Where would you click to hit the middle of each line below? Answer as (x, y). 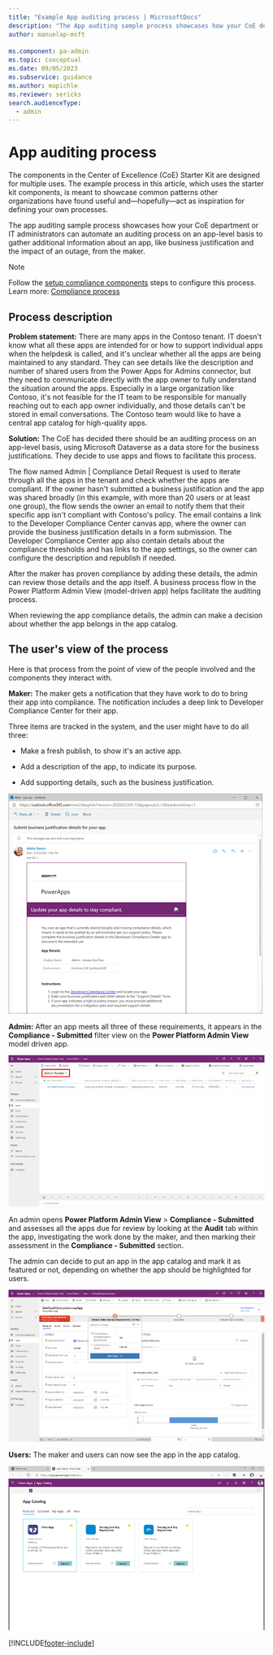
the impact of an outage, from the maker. (77, 251)
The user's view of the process (89, 650)
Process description (61, 317)
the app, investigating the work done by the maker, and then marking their (132, 1237)
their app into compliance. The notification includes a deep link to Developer (136, 702)
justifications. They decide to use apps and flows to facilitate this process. (132, 456)
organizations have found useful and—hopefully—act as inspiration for (127, 201)
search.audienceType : (45, 103)
